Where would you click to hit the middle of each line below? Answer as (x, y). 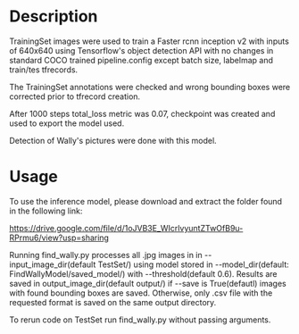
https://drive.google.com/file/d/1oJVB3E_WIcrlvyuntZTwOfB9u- (126, 228)
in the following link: (46, 211)
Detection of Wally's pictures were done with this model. (113, 140)
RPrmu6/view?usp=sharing (59, 238)
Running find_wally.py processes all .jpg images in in (106, 255)
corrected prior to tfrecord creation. (75, 96)
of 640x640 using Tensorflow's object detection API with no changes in (141, 50)
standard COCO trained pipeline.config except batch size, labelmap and (141, 60)
